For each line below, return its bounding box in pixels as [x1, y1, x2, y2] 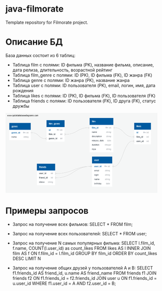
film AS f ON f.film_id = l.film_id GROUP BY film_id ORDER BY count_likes [12, 251, 157, 256]
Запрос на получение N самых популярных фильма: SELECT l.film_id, [12, 240, 156, 246]
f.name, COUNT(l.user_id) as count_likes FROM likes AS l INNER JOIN [12, 245, 151, 251]
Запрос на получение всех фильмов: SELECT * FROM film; [12, 222, 133, 227]
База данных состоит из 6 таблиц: [5, 52, 76, 58]
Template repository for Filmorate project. [5, 19, 88, 25]
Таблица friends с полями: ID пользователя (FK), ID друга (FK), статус [12, 98, 156, 104]
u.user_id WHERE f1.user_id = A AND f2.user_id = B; [12, 280, 116, 286]
